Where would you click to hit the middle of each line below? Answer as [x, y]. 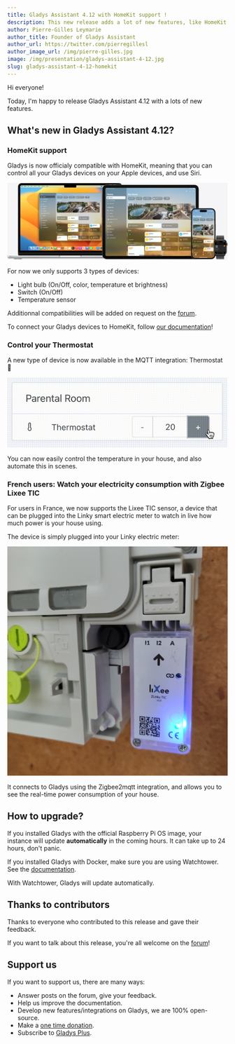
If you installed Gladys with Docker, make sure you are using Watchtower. [113, 862]
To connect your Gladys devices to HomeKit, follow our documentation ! [110, 327]
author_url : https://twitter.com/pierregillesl [78, 45]
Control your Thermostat [50, 345]
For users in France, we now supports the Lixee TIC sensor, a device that [113, 508]
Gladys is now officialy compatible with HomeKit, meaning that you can [110, 165]
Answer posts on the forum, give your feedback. [87, 995]
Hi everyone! [26, 87]
